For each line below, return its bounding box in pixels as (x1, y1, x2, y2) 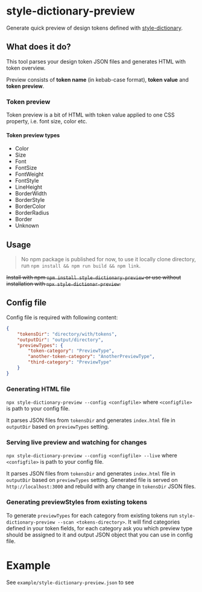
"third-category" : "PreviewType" (28, 359, 112, 365)
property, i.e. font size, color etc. (6, 118, 87, 125)
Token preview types (6, 131, 60, 138)
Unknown (14, 222, 39, 229)
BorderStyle (14, 197, 45, 204)
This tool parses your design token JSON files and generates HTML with (6, 57, 186, 65)
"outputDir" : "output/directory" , (17, 337, 104, 343)
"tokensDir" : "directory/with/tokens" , (17, 331, 118, 337)
